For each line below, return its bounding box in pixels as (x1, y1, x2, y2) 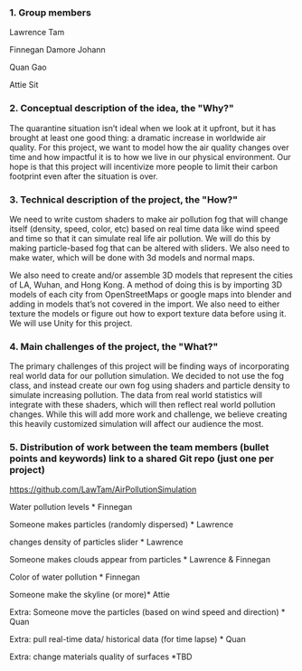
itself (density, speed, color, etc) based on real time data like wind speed (9, 223, 280, 234)
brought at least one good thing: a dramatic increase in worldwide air (9, 132, 267, 143)
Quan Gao (9, 61, 47, 73)
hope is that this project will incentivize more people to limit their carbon (9, 161, 278, 172)
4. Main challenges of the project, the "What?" (9, 340, 219, 353)
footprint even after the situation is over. (9, 170, 158, 182)
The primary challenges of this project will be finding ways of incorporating (9, 361, 289, 372)
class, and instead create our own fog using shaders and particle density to (9, 380, 291, 391)
